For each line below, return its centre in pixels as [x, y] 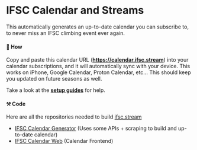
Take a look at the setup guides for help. [56, 90]
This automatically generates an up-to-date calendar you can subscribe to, [98, 27]
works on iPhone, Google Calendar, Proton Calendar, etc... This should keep [98, 72]
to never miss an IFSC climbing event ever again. [66, 33]
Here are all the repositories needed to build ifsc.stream [74, 117]
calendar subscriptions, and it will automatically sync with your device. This [98, 66]
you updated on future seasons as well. [54, 79]
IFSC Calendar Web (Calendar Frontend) [64, 141]
